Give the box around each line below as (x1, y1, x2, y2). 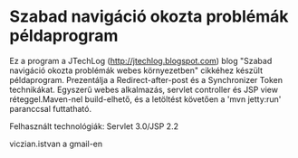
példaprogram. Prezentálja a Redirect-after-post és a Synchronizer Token (9, 74, 284, 85)
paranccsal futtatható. (9, 103, 92, 114)
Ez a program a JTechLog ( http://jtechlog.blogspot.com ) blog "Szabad (9, 55, 273, 66)
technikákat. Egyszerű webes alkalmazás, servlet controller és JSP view (9, 84, 279, 95)
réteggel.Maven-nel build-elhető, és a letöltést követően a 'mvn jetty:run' (9, 93, 282, 105)
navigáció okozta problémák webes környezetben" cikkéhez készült (9, 65, 264, 76)
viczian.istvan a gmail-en (9, 138, 103, 149)
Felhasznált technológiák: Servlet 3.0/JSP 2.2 (9, 120, 179, 132)
